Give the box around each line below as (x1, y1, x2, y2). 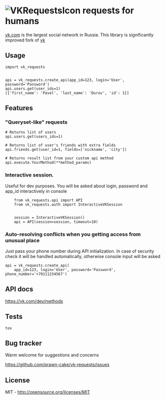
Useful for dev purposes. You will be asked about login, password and (5, 183, 148, 189)
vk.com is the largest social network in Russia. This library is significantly (5, 32, 154, 38)
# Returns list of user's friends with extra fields (5, 143, 116, 148)
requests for (82, 5, 134, 16)
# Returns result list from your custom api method (5, 156, 114, 161)
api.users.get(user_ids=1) (5, 86, 61, 91)
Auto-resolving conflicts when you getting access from (5, 230, 141, 237)
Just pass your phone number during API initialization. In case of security (5, 248, 155, 254)
